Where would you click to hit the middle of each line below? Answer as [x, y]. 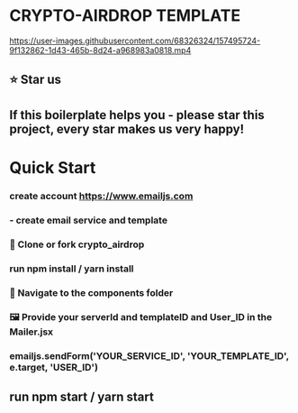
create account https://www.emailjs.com [101, 196]
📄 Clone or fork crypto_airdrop [77, 244]
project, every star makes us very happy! [127, 128]
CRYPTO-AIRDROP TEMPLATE [125, 16]
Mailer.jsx [32, 332]
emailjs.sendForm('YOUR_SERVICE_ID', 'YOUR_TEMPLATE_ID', [149, 356]
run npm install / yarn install [72, 269]
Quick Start [53, 167]
